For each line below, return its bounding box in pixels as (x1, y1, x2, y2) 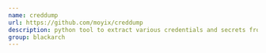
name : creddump (8, 11, 59, 19)
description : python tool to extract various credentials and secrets (8, 26, 246, 34)
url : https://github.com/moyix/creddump (8, 19, 144, 26)
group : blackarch (8, 33, 66, 41)
